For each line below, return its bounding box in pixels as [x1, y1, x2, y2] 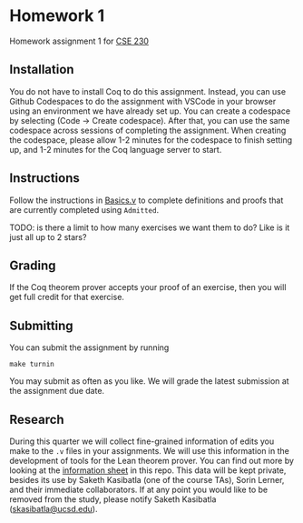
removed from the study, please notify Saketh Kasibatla [9, 494, 217, 505]
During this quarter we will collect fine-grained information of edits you [9, 436, 275, 447]
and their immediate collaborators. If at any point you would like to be [9, 484, 269, 495]
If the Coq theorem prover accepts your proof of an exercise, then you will [9, 282, 287, 293]
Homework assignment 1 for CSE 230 [9, 35, 150, 46]
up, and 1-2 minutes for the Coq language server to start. [9, 144, 222, 155]
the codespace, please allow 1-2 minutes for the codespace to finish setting [9, 134, 293, 146]
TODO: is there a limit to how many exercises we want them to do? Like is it [9, 222, 290, 233]
